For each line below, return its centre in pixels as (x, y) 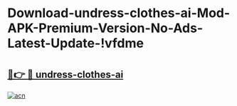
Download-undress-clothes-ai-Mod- (119, 13)
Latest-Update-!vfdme (76, 43)
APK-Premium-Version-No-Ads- (105, 28)
